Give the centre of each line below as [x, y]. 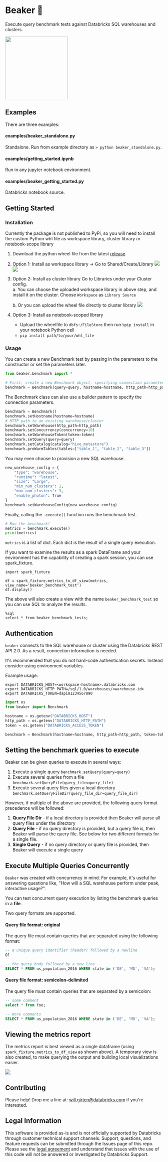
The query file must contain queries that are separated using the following [81, 936]
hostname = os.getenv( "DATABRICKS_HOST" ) [49, 716]
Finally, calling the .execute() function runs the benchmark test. [71, 514]
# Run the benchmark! [28, 524]
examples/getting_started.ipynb [39, 159]
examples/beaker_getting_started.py [44, 181]
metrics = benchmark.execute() [38, 528]
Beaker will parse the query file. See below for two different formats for [86, 834]
